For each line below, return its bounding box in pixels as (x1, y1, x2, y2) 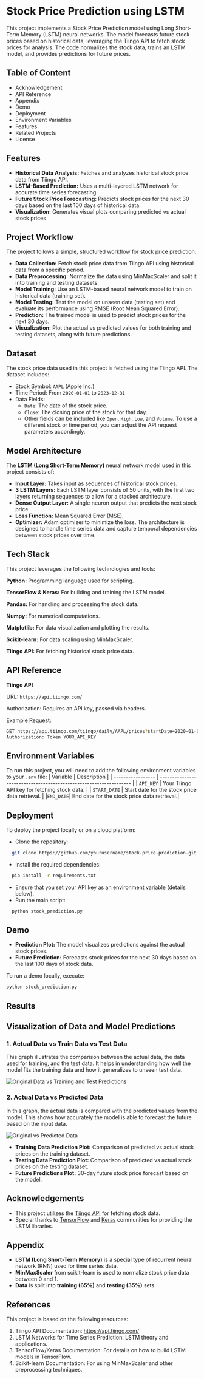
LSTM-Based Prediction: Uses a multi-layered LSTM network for (15, 182, 178, 189)
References (6, 1299, 51, 1310)
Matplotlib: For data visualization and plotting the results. (6, 624, 150, 631)
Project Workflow (6, 232, 74, 242)
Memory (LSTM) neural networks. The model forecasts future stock (20, 30, 190, 38)
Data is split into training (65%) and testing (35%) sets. (15, 1282, 156, 1289)
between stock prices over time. (15, 531, 96, 539)
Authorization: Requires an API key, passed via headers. (6, 704, 146, 712)
